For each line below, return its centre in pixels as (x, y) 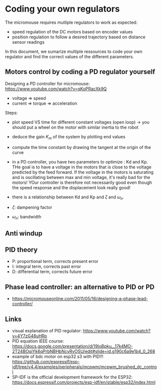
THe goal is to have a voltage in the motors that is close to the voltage (81, 167)
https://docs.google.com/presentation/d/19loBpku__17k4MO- (72, 346)
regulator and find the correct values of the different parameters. (70, 56)
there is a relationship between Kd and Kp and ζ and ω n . (68, 197)
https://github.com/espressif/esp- (46, 361)
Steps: (11, 113)
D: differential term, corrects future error (52, 272)
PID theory (21, 250)
